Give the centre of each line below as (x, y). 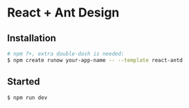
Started (23, 82)
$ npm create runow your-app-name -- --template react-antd (95, 60)
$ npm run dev (27, 98)
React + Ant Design (63, 13)
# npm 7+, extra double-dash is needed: (66, 54)
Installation (32, 38)
